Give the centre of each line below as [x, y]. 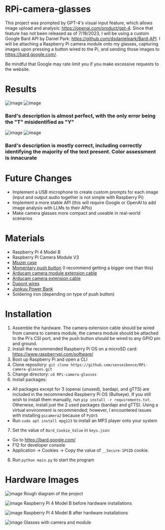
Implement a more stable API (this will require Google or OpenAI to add [84, 203]
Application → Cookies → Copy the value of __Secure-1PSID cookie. [81, 450]
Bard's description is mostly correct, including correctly [73, 145]
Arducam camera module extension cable [55, 273]
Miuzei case [24, 262]
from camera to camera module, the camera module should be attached [85, 333]
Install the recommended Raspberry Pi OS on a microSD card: [75, 349]
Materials [25, 238]
